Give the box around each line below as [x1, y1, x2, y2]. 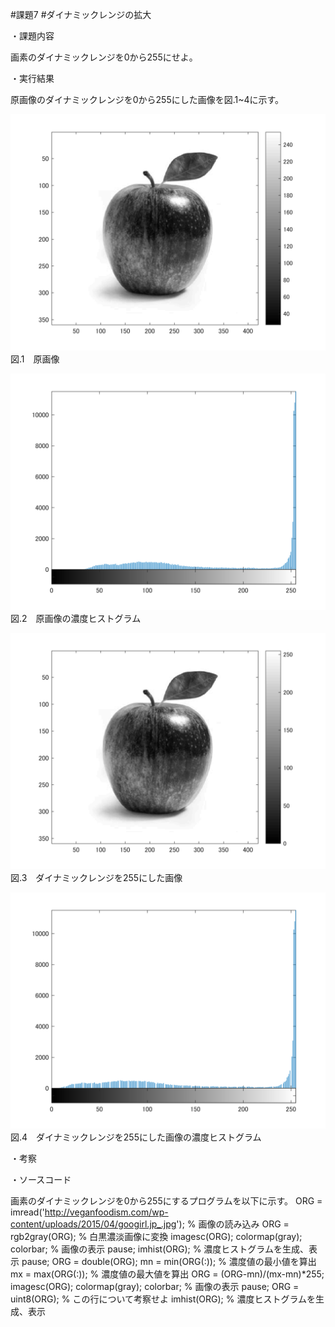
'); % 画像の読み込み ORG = [176, 1218, 290, 1230]
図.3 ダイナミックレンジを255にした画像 [10, 872, 183, 883]
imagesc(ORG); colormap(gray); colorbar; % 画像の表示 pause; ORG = [10, 1281, 300, 1292]
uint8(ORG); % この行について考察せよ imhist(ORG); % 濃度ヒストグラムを [10, 1293, 317, 1305]
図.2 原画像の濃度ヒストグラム [10, 613, 142, 624]
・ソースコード [10, 1174, 72, 1185]
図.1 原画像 [10, 353, 60, 365]
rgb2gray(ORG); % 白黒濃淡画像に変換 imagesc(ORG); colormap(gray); [10, 1231, 303, 1242]
